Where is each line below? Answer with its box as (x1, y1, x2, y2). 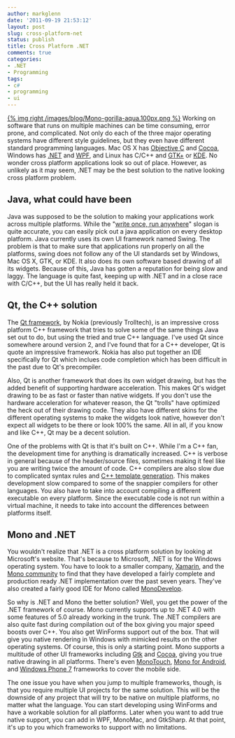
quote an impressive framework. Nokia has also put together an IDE (7, 348, 202, 356)
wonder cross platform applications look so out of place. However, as (7, 159, 207, 166)
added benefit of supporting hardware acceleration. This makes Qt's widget (7, 383, 226, 392)
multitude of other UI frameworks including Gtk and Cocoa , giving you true (7, 650, 222, 658)
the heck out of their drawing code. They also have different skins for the (7, 406, 218, 414)
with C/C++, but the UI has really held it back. (7, 279, 138, 288)
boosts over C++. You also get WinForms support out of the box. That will (7, 627, 220, 637)
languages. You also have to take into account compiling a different (7, 486, 201, 495)
